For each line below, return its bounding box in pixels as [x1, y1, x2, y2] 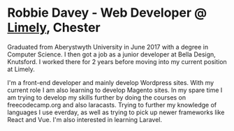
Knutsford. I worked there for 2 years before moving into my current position [7, 57, 227, 65]
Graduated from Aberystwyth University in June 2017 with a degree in [7, 43, 208, 51]
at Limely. [7, 65, 35, 73]
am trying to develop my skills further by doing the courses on [7, 93, 187, 102]
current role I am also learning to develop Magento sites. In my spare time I [7, 86, 223, 94]
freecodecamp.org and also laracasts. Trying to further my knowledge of [7, 100, 217, 109]
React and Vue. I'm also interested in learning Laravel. [7, 115, 163, 123]
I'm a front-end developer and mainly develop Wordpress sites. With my [7, 78, 214, 86]
